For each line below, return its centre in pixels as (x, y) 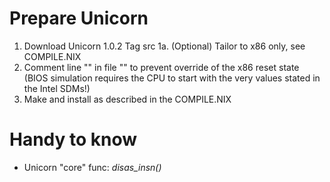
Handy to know (73, 139)
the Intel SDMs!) (57, 88)
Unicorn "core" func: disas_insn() (92, 167)
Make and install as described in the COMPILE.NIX (127, 99)
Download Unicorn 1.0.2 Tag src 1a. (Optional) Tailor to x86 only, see (164, 46)
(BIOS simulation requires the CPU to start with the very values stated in (172, 78)
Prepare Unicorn (79, 18)
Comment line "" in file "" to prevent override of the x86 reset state (161, 67)
